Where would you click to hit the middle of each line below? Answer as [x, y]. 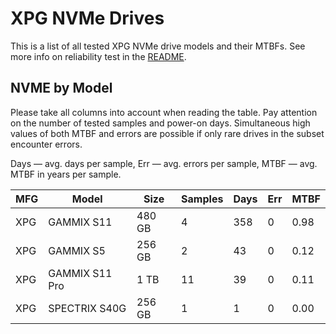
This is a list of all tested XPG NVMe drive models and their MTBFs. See [158, 46]
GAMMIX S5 [77, 250]
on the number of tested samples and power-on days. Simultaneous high [160, 123]
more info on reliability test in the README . [98, 56]
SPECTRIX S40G [87, 308]
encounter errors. [46, 144]
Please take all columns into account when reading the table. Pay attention [164, 112]
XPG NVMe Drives [87, 18]
